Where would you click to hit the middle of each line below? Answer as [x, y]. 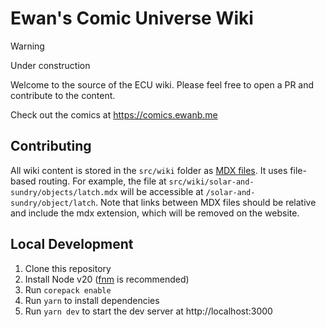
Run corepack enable [68, 289]
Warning [27, 46]
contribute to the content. [63, 95]
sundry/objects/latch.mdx [64, 192]
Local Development [72, 244]
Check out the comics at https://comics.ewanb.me [114, 114]
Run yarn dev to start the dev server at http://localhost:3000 [148, 311]
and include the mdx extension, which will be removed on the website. [155, 213]
